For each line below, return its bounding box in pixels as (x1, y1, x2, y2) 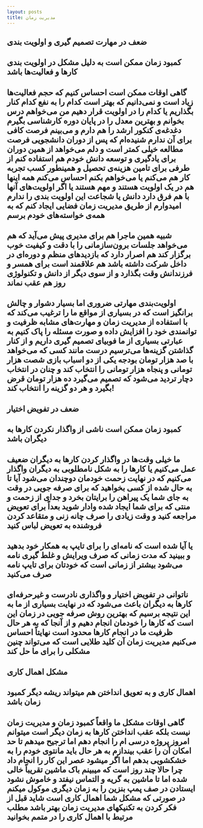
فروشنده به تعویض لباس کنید (7, 520, 102, 530)
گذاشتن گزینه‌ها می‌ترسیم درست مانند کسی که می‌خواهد (7, 345, 193, 356)
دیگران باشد (7, 434, 47, 444)
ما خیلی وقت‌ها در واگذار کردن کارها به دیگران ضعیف (7, 454, 181, 464)
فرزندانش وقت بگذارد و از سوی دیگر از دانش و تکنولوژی (7, 268, 193, 278)
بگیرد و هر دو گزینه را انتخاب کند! (7, 383, 115, 393)
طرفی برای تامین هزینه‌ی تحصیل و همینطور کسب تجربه (7, 162, 190, 173)
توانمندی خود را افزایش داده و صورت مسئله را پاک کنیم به (7, 327, 197, 337)
